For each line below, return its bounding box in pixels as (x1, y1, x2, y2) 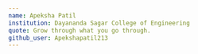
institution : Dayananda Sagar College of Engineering (8, 19, 191, 27)
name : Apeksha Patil (8, 11, 77, 20)
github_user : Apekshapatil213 (8, 33, 109, 42)
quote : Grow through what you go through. (8, 26, 151, 34)
